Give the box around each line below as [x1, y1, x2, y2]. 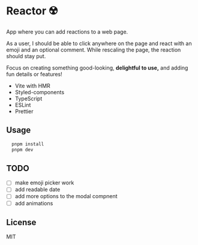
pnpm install [11, 141, 44, 147]
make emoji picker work [14, 179, 74, 186]
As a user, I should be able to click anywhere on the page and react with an [6, 40, 192, 47]
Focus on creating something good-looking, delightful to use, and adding [6, 64, 188, 71]
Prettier [14, 107, 34, 115]
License [6, 217, 37, 228]
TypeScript [14, 95, 43, 102]
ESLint [14, 101, 31, 108]
